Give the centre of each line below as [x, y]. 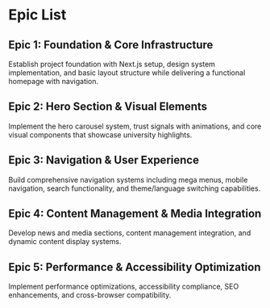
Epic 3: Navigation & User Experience [104, 160]
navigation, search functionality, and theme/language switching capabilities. [135, 188]
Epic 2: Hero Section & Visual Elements [108, 107]
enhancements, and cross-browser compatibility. [90, 295]
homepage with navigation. [54, 81]
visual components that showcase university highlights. [100, 134]
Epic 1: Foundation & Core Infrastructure [111, 45]
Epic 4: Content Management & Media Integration [135, 214]
